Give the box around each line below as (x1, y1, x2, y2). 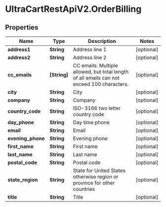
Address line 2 (73, 54, 107, 61)
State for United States (73, 167, 126, 174)
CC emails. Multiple (73, 62, 118, 69)
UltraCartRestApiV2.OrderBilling (5, 3, 142, 15)
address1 (7, 46, 31, 53)
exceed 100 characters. (73, 81, 129, 87)
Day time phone (73, 119, 110, 125)
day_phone (7, 119, 34, 125)
